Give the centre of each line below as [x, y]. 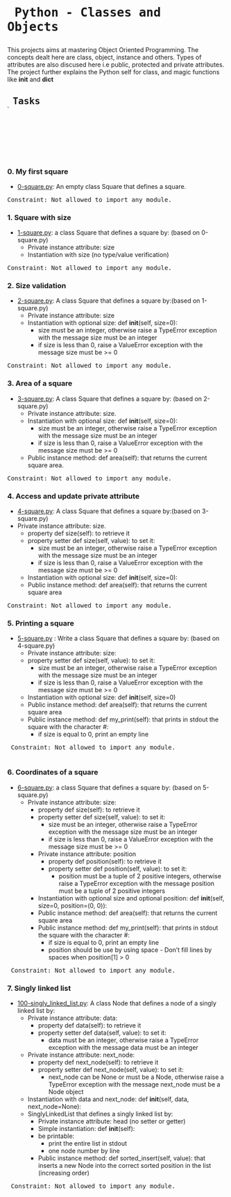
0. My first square [38, 171]
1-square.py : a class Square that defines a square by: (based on [108, 233]
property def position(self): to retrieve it [105, 861]
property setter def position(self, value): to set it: [118, 869]
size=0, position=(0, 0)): [72, 905]
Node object [66, 1091]
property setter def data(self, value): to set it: [102, 1032]
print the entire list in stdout [87, 1143]
